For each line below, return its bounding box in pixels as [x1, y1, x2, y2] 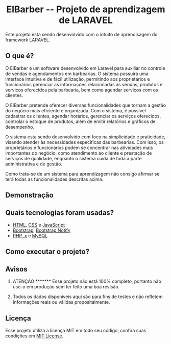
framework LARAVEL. [5, 37, 51, 43]
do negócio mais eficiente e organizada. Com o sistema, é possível [5, 107, 146, 113]
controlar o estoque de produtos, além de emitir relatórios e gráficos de [5, 118, 156, 125]
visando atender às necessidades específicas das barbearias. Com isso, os [5, 139, 164, 145]
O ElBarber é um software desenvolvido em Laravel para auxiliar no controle [5, 65, 165, 71]
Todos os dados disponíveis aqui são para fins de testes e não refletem [12, 293, 163, 300]
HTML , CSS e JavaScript [12, 222, 65, 228]
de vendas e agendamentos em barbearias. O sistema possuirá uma [5, 70, 149, 77]
